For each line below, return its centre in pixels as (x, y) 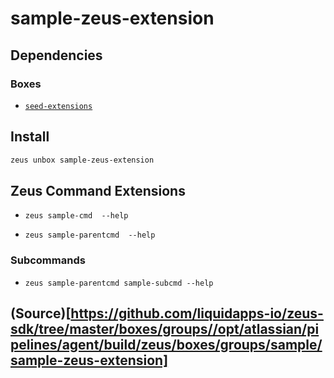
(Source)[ (41, 313)
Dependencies (56, 55)
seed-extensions (58, 106)
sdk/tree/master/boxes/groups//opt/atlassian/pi (165, 329)
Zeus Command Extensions (98, 190)
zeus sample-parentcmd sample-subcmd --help (119, 283)
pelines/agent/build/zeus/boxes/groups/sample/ (166, 345)
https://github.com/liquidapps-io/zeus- (197, 313)
